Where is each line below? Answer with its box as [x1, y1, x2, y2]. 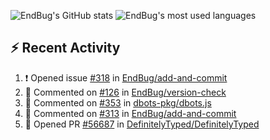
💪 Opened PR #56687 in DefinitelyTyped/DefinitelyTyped [24, 118, 260, 130]
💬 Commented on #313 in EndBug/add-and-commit [24, 107, 237, 119]
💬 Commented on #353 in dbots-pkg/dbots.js [24, 96, 212, 109]
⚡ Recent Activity [10, 40, 121, 57]
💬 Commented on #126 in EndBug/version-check [24, 86, 227, 98]
